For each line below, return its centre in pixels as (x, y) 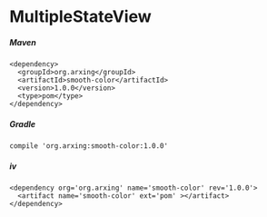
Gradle (23, 123)
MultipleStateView (80, 17)
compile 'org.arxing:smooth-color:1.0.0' (89, 146)
